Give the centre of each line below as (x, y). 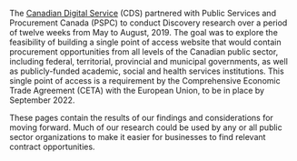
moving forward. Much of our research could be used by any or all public (146, 127)
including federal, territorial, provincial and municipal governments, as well (149, 61)
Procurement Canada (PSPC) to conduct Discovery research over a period (148, 23)
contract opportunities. (52, 146)
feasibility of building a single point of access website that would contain (145, 42)
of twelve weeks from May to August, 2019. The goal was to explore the (144, 32)
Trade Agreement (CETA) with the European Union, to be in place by (137, 91)
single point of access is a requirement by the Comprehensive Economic (145, 80)
